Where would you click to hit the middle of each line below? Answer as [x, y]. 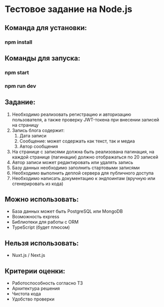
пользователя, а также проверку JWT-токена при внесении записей [86, 119]
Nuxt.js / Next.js [29, 255]
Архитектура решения [36, 288]
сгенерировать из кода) [38, 184]
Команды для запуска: [43, 58]
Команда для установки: [46, 28]
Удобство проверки [33, 299]
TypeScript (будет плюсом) [41, 227]
